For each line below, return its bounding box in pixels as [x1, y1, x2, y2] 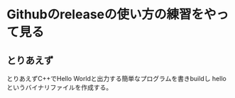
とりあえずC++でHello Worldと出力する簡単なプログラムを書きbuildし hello [6, 75, 226, 82]
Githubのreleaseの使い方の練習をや [6, 6, 217, 23]
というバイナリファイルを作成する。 [6, 83, 113, 92]
